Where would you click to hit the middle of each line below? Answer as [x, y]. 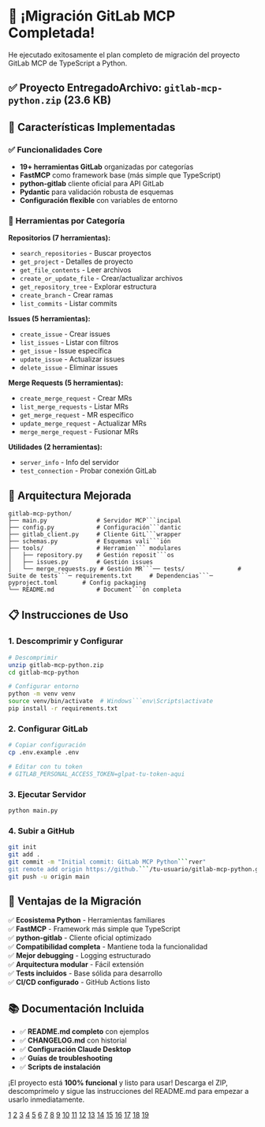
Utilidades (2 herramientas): [55, 447]
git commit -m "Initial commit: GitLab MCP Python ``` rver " [107, 862]
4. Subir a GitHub [41, 830]
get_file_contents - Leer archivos [75, 270]
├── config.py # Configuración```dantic [95, 528]
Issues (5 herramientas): [49, 319]
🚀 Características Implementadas [92, 127]
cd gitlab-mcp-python [44, 672]
